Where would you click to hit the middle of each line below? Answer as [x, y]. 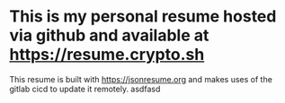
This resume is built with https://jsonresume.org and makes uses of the [141, 79]
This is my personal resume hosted [143, 17]
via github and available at [109, 35]
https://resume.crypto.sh [107, 55]
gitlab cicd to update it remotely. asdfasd [85, 89]
